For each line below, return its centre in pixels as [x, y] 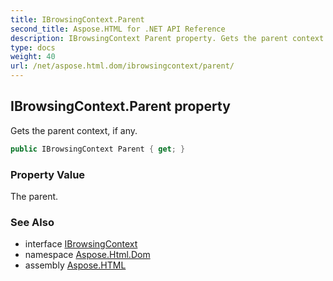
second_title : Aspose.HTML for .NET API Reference [118, 29]
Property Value [48, 174]
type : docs [33, 47]
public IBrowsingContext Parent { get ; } [98, 149]
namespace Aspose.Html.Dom [87, 255]
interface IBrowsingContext [81, 244]
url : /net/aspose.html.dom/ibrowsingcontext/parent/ [122, 66]
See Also [32, 222]
